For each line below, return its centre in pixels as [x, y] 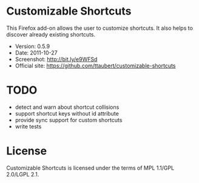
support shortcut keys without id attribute [67, 113]
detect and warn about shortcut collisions [67, 107]
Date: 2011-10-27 [36, 52]
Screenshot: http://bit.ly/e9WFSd [56, 59]
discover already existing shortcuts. [51, 34]
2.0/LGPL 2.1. [23, 174]
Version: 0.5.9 [32, 46]
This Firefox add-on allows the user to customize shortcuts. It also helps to [99, 28]
